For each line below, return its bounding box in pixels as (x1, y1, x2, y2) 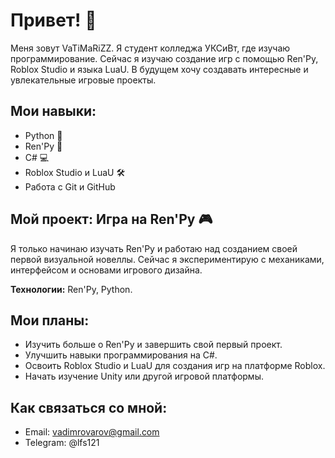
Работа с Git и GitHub (24, 180, 116, 193)
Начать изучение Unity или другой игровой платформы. (24, 370, 264, 383)
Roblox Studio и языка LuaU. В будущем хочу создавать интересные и (10, 63, 309, 75)
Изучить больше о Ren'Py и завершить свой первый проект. (24, 339, 283, 351)
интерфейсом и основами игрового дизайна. (10, 264, 203, 276)
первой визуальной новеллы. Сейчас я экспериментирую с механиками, (10, 253, 325, 265)
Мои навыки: (10, 103, 97, 120)
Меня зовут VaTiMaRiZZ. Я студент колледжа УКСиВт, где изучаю (10, 42, 291, 54)
